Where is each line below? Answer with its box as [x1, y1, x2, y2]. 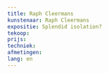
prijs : [7, 36, 27, 43]
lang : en [7, 56, 33, 63]
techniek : [7, 42, 37, 49]
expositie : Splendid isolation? [7, 23, 102, 30]
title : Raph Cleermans [7, 10, 74, 17]
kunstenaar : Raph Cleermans [7, 17, 90, 24]
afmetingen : [7, 49, 42, 56]
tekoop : [7, 29, 30, 37]
